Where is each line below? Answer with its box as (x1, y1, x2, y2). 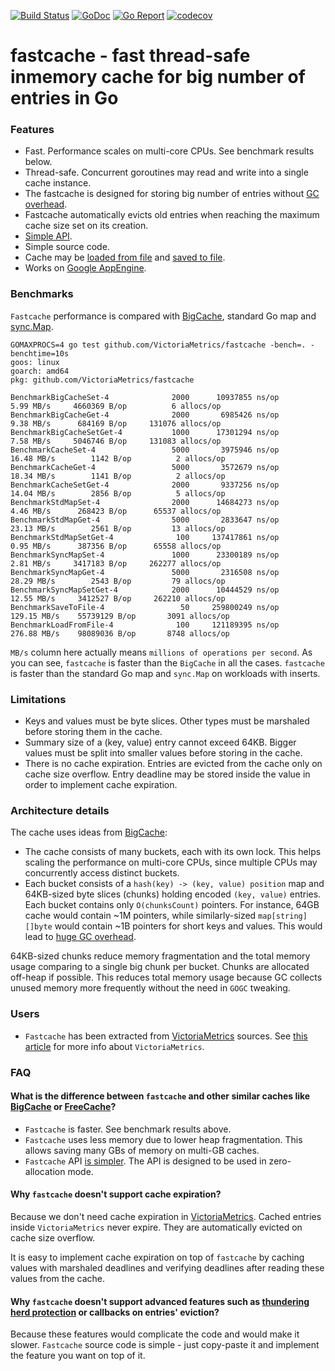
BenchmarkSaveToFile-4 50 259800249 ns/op (10, 602, 280, 612)
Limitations (10, 692, 67, 706)
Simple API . (24, 230, 73, 242)
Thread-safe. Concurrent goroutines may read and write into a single (24, 166, 309, 179)
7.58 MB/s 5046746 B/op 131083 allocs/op (10, 436, 222, 446)
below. (24, 156, 53, 168)
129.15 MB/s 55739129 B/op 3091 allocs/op (10, 611, 230, 621)
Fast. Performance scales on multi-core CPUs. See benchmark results (24, 145, 315, 157)
